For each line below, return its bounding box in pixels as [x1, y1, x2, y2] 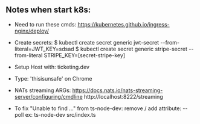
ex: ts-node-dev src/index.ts [25, 111, 96, 118]
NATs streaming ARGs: [14, 87, 71, 94]
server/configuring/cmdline [14, 93, 83, 100]
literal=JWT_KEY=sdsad [14, 45, 74, 52]
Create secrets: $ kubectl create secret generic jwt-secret [14, 39, 160, 46]
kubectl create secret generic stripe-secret [80, 45, 188, 52]
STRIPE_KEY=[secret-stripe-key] [44, 51, 125, 59]
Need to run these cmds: [14, 20, 77, 28]
